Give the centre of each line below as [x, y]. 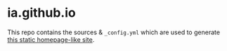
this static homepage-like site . [51, 39]
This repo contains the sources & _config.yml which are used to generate [113, 32]
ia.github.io [41, 13]
